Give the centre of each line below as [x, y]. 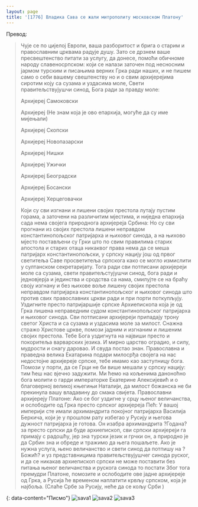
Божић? [30, 455]
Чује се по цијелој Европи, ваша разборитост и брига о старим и [103, 45]
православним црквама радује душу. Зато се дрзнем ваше [95, 51]
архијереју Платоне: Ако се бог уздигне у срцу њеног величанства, [106, 398]
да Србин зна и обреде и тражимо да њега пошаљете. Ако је [98, 442]
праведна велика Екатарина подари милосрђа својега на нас [98, 355]
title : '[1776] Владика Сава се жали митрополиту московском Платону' [95, 17]
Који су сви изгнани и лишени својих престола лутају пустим [98, 210]
